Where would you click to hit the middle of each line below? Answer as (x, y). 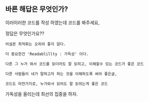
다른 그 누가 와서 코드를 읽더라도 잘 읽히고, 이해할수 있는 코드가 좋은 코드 (75, 64)
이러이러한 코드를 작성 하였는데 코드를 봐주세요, (52, 23)
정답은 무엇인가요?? (25, 33)
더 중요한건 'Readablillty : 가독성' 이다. (47, 54)
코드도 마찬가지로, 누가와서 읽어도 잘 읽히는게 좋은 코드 (57, 84)
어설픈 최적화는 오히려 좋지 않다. (36, 44)
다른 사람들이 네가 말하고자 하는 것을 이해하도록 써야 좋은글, (61, 74)
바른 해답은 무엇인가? (37, 9)
